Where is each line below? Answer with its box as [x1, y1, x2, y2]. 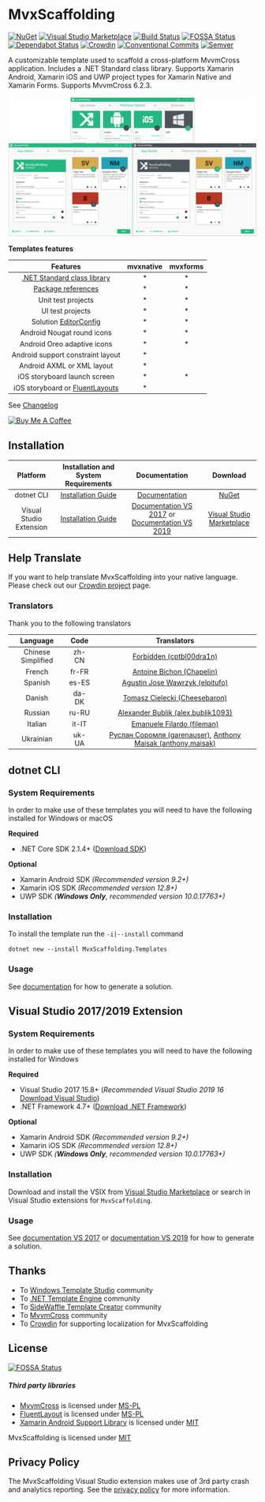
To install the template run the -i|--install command [8, 929, 184, 939]
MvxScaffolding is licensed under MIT [8, 1433, 132, 1442]
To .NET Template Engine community [19, 1294, 140, 1303]
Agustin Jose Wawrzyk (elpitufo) [121, 678, 229, 687]
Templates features [8, 244, 73, 253]
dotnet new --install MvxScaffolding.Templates [8, 945, 168, 953]
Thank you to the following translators [8, 618, 132, 628]
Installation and [62, 462, 115, 471]
